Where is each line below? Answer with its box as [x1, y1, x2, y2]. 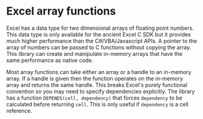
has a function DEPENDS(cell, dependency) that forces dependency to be [6, 94, 183, 101]
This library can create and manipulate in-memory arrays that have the [6, 50, 183, 57]
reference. [6, 107, 32, 114]
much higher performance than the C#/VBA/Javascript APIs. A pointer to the [6, 37, 198, 44]
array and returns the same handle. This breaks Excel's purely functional [6, 81, 188, 89]
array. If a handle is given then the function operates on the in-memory [6, 75, 184, 82]
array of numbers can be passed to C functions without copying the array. [6, 44, 191, 51]
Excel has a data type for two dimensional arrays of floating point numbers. [6, 24, 194, 32]
